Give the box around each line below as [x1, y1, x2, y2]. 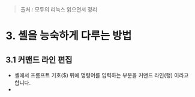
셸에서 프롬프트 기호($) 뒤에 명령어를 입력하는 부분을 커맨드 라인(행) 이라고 [14, 72, 189, 78]
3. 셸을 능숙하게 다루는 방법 [5, 29, 132, 43]
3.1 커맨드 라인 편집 [5, 54, 73, 65]
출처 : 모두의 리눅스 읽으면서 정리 [20, 6, 97, 13]
